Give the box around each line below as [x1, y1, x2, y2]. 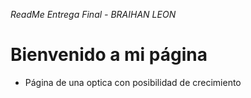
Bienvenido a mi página [10, 44, 208, 66]
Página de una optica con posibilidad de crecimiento [24, 76, 242, 88]
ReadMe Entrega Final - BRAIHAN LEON [10, 9, 177, 20]
